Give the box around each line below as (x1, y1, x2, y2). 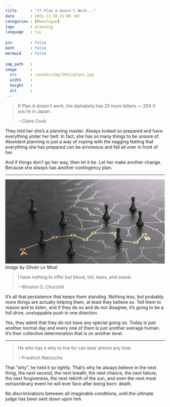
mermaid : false (5, 51, 47, 56)
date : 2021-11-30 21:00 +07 (5, 13, 80, 19)
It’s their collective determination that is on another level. (5, 330, 123, 336)
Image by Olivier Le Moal (5, 264, 58, 270)
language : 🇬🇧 (5, 29, 42, 35)
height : (10, 83, 33, 88)
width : (10, 77, 33, 83)
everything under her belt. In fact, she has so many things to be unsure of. (5, 133, 160, 139)
